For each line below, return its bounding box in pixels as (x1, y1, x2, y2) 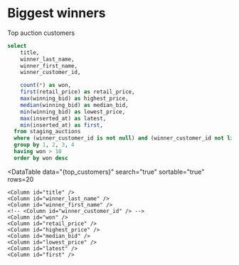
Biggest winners (7, 5, 106, 21)
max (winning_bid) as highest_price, (20, 95, 129, 103)
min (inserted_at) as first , (20, 121, 103, 129)
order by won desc (14, 155, 69, 162)
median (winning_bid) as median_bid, (20, 101, 129, 108)
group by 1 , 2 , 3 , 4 (14, 141, 75, 149)
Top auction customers (7, 28, 75, 37)
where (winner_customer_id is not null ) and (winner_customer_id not (14, 135, 224, 142)
